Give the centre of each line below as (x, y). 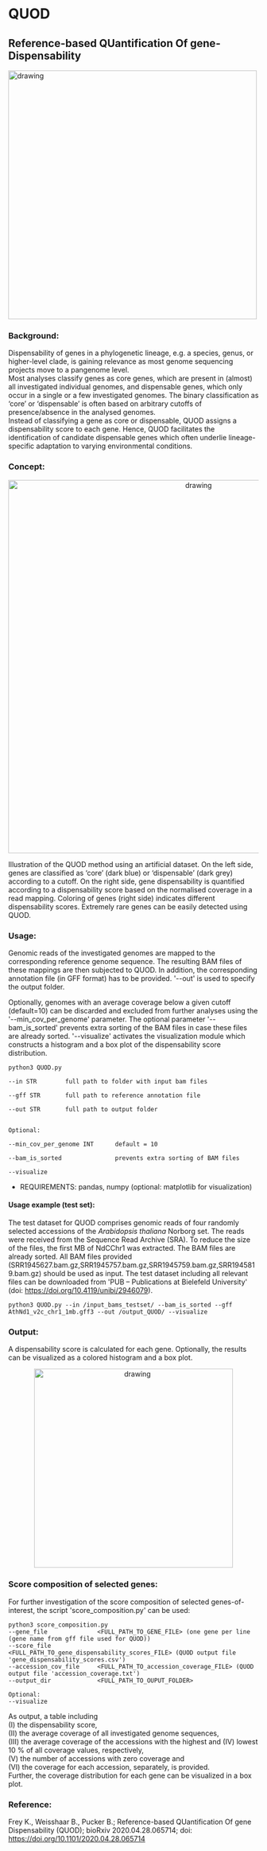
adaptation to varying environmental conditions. (114, 446)
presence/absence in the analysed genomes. (82, 412)
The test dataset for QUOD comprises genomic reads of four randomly (124, 1223)
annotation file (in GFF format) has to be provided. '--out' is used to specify (132, 978)
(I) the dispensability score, (53, 1724)
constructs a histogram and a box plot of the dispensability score (114, 1045)
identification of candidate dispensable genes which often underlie (118, 438)
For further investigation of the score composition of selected (109, 1602)
